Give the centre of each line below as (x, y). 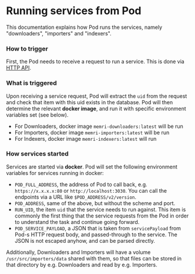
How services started (37, 154)
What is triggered (31, 83)
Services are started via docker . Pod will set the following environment (92, 167)
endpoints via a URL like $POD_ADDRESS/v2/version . (75, 197)
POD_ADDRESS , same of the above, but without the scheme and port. (95, 203)
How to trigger (27, 48)
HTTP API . (19, 68)
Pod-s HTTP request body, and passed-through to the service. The (96, 235)
